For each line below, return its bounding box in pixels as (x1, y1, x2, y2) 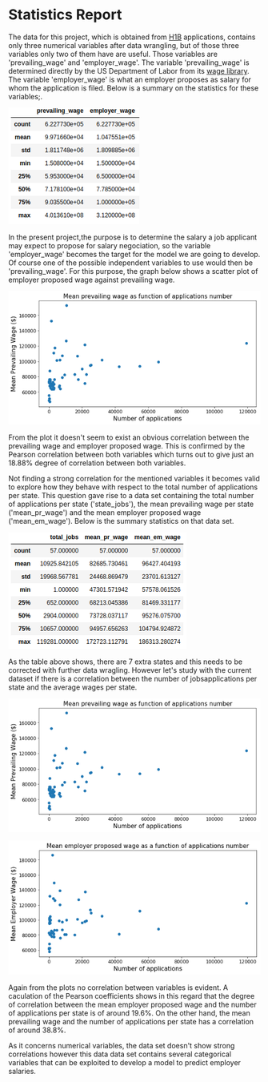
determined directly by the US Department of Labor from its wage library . (8, 66, 250, 75)
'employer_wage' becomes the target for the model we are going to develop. (8, 249, 261, 259)
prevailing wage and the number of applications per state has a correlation (8, 1016, 254, 1026)
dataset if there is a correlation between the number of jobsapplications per (8, 674, 258, 684)
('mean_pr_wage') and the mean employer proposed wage (8, 508, 202, 517)
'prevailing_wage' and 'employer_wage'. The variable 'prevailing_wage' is (8, 58, 250, 67)
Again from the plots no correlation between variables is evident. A (8, 983, 229, 992)
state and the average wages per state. (8, 682, 138, 692)
